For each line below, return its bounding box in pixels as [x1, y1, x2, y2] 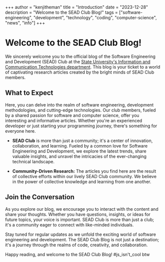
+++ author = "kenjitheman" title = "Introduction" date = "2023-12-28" [5, 4, 148, 10]
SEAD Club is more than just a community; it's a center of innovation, [12, 138, 153, 144]
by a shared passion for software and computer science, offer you [5, 112, 139, 118]
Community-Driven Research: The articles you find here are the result [12, 168, 157, 174]
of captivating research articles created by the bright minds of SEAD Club [5, 69, 154, 75]
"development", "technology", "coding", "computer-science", [33, 15, 157, 20]
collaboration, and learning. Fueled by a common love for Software [12, 143, 148, 149]
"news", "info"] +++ [5, 20, 45, 26]
